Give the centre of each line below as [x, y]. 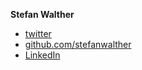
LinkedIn [42, 55]
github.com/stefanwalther [78, 44]
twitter [38, 33]
